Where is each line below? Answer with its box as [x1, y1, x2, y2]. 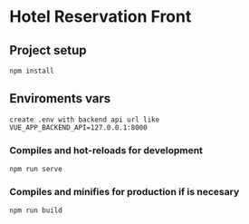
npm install [9, 66, 54, 75]
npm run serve [9, 165, 63, 174]
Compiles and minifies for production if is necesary [9, 186, 240, 199]
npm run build [9, 206, 63, 215]
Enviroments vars [9, 91, 111, 106]
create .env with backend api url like [9, 115, 160, 124]
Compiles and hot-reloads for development [9, 143, 204, 156]
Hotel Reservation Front [9, 6, 192, 27]
